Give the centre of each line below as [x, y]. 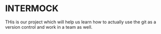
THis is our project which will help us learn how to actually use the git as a [81, 22]
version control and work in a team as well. [49, 27]
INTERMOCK [32, 8]
